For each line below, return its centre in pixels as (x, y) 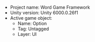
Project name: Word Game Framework (50, 7)
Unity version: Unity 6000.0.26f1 (44, 13)
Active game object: (31, 18)
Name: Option (32, 23)
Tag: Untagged (33, 29)
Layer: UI (27, 34)
